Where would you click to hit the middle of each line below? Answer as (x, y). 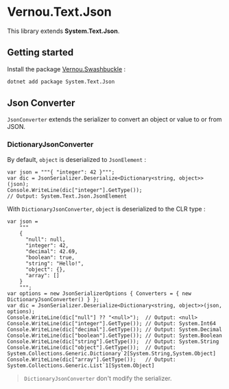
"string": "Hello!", (55, 263)
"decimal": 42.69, (51, 251)
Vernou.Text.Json (59, 12)
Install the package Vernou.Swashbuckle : (67, 69)
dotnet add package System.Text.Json (61, 82)
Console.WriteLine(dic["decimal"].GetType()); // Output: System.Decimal (115, 329)
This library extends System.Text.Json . (63, 31)
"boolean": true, (50, 257)
